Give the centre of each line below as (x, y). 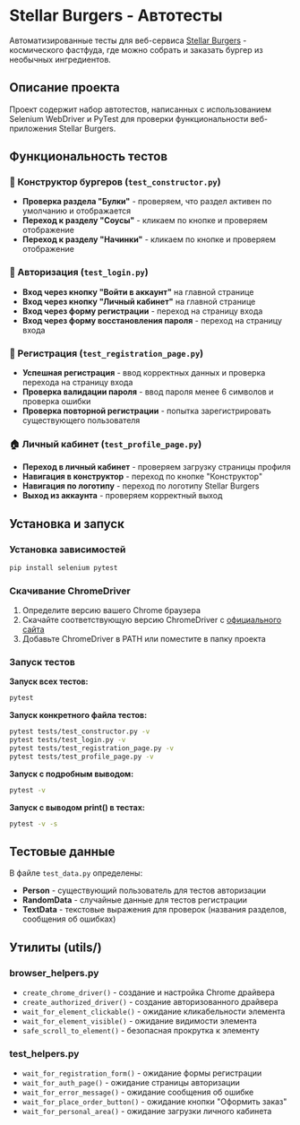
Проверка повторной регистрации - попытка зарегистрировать (146, 411)
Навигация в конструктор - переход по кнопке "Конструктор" (142, 477)
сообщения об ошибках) (69, 919)
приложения (33, 128)
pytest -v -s (34, 824)
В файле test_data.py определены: (76, 873)
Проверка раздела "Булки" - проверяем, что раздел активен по (147, 202)
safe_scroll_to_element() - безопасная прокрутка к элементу (141, 1031)
